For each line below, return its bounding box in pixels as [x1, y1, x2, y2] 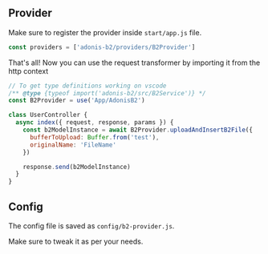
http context [8, 66, 49, 75]
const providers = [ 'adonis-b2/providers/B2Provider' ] [8, 43, 196, 51]
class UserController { [8, 111, 88, 119]
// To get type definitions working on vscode [8, 82, 167, 90]
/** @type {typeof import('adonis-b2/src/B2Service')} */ [8, 89, 206, 97]
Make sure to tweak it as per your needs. [8, 236, 144, 246]
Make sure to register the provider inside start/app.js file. [8, 27, 202, 37]
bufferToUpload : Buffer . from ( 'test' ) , [29, 133, 160, 141]
